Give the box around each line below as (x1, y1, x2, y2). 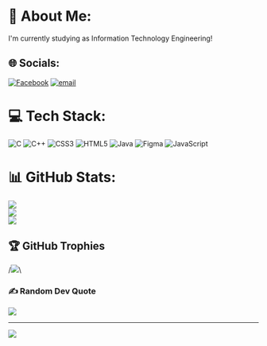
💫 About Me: (8, 7, 92, 25)
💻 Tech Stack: (8, 107, 106, 125)
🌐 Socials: (8, 56, 60, 70)
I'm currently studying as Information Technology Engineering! (8, 33, 213, 43)
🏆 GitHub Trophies (8, 239, 106, 253)
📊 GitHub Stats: (8, 168, 117, 186)
